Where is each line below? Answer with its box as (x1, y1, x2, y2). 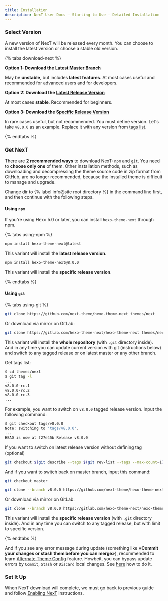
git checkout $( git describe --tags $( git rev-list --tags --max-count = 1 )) (5, 460, 166, 465)
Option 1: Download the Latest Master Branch (5, 65, 101, 71)
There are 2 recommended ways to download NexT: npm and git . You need (5, 158, 160, 164)
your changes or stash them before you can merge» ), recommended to (5, 550, 155, 557)
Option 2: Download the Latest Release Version (5, 89, 105, 95)
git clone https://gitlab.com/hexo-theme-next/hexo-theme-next (5, 330, 140, 335)
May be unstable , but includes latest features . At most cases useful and (5, 74, 155, 80)
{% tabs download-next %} (5, 55, 61, 61)
